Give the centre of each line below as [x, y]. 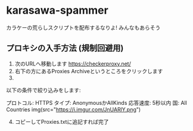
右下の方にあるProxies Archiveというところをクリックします [89, 71]
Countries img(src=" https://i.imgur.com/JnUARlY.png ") [74, 109]
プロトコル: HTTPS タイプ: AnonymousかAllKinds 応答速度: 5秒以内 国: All [97, 102]
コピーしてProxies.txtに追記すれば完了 [62, 121]
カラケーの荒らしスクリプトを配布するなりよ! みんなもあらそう [83, 27]
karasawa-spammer [57, 10]
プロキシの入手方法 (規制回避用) [65, 48]
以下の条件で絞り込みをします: [44, 90]
